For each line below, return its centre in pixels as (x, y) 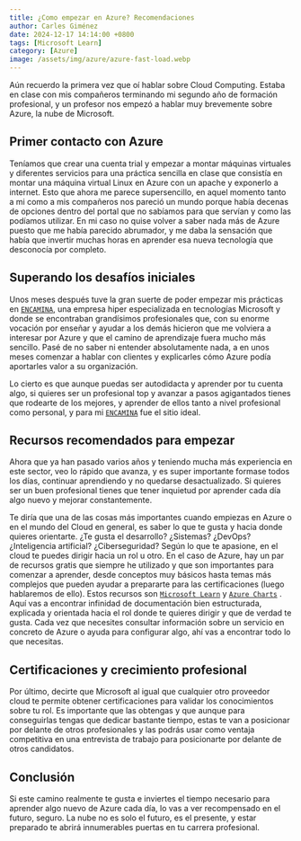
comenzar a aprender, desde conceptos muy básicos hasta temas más (141, 575)
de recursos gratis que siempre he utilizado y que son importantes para (142, 565)
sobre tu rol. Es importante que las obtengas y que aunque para (127, 711)
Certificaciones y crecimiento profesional (128, 670)
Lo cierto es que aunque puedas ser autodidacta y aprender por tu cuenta (146, 384)
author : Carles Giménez (54, 26)
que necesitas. (37, 642)
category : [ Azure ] (44, 51)
